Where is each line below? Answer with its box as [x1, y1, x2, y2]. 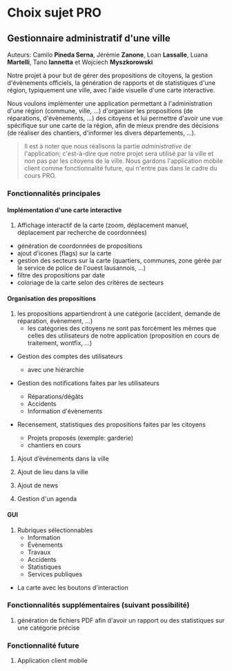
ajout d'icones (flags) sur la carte [17, 249, 112, 257]
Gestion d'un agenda [17, 495, 77, 503]
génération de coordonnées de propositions [17, 242, 143, 250]
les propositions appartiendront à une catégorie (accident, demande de [17, 309, 221, 318]
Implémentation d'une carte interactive [7, 206, 122, 214]
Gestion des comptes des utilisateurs [17, 352, 123, 360]
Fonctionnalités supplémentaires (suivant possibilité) [7, 601, 190, 610]
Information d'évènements [27, 407, 103, 416]
